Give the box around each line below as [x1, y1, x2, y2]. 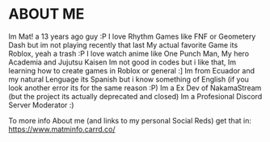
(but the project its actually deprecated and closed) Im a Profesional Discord [8, 91, 263, 101]
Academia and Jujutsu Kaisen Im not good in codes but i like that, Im [8, 57, 237, 67]
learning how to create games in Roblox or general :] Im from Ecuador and [8, 65, 255, 75]
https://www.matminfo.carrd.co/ [8, 124, 116, 134]
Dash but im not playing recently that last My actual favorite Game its [8, 40, 238, 49]
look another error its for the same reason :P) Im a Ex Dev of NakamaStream [8, 82, 262, 93]
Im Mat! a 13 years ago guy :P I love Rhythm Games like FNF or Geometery [8, 31, 256, 41]
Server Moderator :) [8, 100, 74, 110]
